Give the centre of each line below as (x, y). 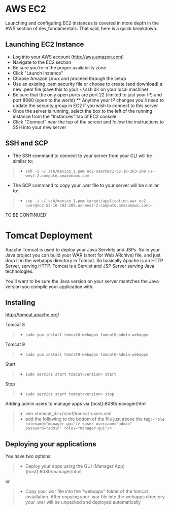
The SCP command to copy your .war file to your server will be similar (86, 185)
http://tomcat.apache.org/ (32, 315)
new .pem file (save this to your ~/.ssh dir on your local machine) (80, 89)
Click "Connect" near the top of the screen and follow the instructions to (88, 122)
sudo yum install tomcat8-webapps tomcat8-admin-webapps (87, 335)
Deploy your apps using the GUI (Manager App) (75, 466)
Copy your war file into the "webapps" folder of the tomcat (87, 491)
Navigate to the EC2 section (42, 62)
